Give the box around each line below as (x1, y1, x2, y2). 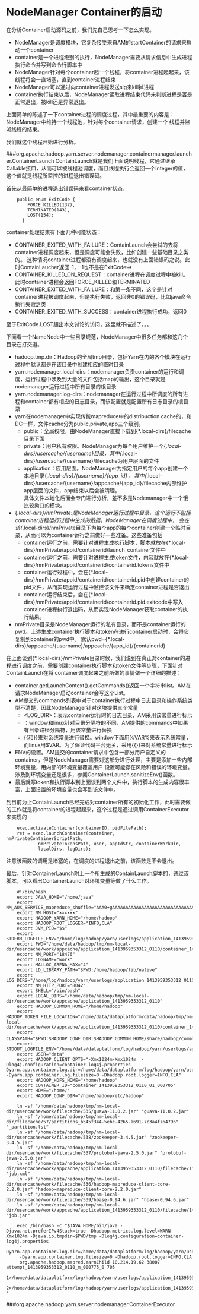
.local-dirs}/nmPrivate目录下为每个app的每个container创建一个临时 (22, 524, 186, 531)
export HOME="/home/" (17, 1088, 70, 1094)
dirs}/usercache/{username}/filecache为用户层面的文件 (23, 457, 159, 464)
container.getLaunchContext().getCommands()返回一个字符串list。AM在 (14, 681, 191, 689)
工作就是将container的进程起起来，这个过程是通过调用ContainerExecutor (11, 806, 190, 813)
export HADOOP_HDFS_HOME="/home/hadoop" (17, 1077, 118, 1083)
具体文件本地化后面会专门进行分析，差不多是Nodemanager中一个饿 (23, 494, 188, 501)
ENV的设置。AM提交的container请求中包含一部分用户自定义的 (14, 748, 166, 756)
